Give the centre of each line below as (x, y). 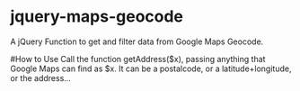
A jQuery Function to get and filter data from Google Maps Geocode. (137, 41)
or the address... (40, 77)
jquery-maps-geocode (97, 17)
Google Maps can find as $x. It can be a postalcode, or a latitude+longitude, (151, 68)
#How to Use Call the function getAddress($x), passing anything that (138, 59)
